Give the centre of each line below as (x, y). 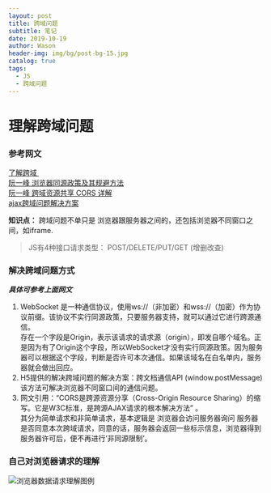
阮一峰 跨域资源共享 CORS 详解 (60, 193)
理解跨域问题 (51, 126)
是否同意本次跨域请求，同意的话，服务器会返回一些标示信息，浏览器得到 (140, 428)
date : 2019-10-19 (38, 38)
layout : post (30, 16)
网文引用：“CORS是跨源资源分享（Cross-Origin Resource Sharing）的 (137, 398)
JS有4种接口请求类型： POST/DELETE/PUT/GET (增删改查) (126, 247)
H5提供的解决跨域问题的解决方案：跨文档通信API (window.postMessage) (141, 378)
